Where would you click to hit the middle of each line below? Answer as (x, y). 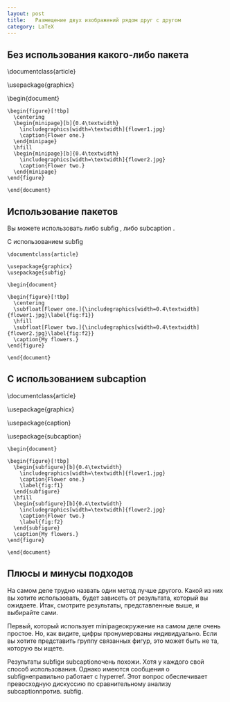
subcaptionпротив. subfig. (45, 691)
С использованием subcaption (77, 379)
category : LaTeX (30, 26)
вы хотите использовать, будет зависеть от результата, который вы (108, 598)
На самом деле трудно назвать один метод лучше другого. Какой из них (115, 590)
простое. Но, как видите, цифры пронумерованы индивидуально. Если (112, 633)
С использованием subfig (45, 242)
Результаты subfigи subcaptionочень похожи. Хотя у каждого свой (106, 662)
